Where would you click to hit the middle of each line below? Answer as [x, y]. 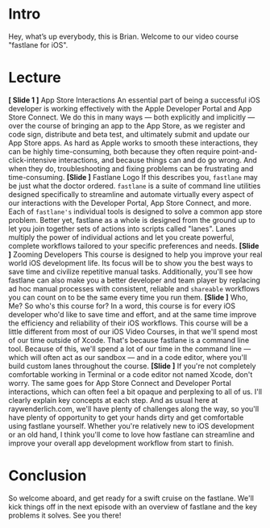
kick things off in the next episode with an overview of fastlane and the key [133, 506]
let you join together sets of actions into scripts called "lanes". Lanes [122, 228]
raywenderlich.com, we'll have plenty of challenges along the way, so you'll [134, 409]
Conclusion [48, 476]
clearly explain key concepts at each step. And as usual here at [113, 400]
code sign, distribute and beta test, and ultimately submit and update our [129, 134]
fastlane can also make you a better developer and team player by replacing [134, 280]
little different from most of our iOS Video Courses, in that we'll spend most [133, 331]
